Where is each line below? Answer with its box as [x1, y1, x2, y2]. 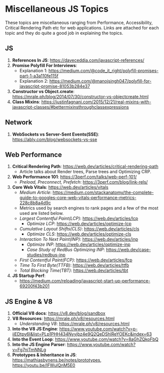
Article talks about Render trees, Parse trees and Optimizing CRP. [19, 169, 152, 175]
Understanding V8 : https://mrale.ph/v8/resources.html [19, 321, 130, 326]
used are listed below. [19, 210, 64, 216]
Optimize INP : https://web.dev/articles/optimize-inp [26, 241, 131, 248]
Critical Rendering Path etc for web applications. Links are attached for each [5, 24, 159, 30]
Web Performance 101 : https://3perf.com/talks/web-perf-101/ [12, 174, 137, 180]
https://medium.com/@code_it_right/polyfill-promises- [48, 68, 159, 73]
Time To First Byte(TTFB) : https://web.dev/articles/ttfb [19, 262, 129, 268]
